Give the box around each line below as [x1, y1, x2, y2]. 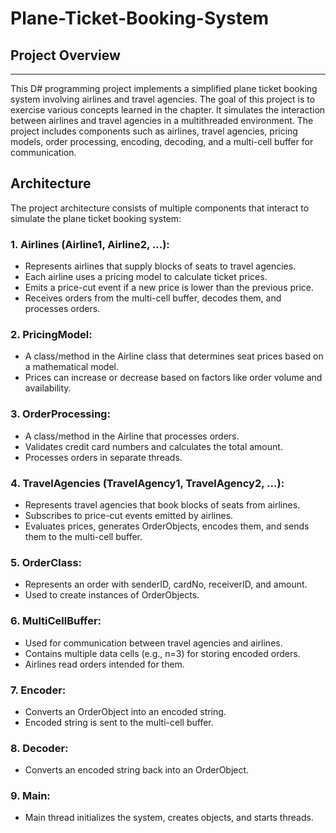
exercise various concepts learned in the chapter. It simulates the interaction [10, 104, 326, 116]
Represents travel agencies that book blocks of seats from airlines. [24, 499, 301, 511]
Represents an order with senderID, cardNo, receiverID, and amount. [24, 578, 308, 591]
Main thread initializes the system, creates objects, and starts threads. [24, 812, 314, 824]
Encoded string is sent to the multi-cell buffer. [24, 716, 214, 728]
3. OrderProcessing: [10, 407, 111, 421]
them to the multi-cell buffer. [24, 531, 143, 542]
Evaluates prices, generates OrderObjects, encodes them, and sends [24, 520, 310, 532]
